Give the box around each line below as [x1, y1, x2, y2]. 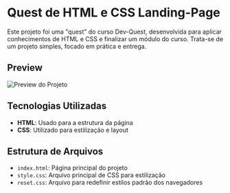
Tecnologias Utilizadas [7, 100, 107, 112]
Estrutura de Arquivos [7, 146, 104, 157]
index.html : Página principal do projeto [16, 163, 128, 172]
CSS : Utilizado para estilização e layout [16, 126, 128, 134]
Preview [7, 62, 43, 73]
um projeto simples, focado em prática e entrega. [7, 42, 147, 50]
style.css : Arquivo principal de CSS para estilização [16, 171, 166, 179]
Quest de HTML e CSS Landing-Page [7, 5, 221, 21]
